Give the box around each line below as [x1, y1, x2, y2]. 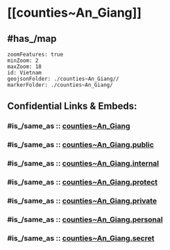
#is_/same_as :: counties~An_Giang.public [7, 140, 154, 150]
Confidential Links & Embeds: [7, 100, 137, 112]
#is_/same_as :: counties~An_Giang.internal [7, 159, 160, 169]
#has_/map [7, 33, 57, 45]
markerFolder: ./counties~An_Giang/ [7, 81, 113, 88]
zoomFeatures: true [7, 51, 64, 58]
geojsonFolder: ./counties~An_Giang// [7, 75, 119, 82]
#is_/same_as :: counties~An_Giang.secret [7, 233, 155, 243]
